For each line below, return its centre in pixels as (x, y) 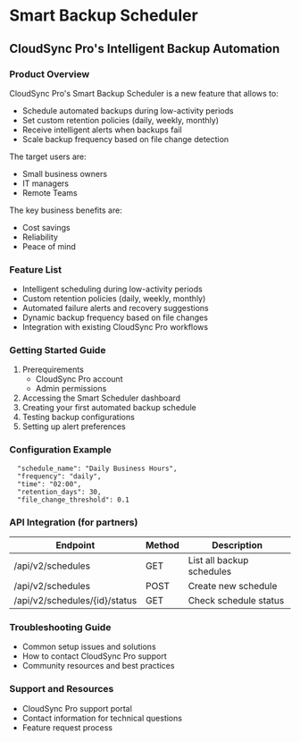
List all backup (218, 561)
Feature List (36, 269)
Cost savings (46, 227)
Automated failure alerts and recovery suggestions (115, 308)
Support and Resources (62, 689)
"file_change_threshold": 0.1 (73, 500)
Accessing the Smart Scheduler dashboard (101, 398)
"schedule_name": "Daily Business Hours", (97, 468)
